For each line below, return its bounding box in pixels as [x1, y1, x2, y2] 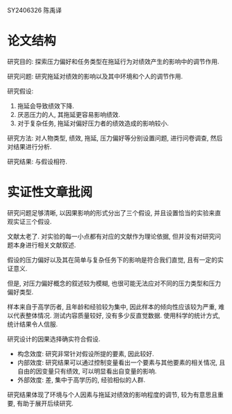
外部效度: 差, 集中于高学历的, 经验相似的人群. [17, 375, 146, 384]
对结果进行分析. [7, 142, 52, 151]
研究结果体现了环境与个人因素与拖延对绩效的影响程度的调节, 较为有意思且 [7, 390, 217, 399]
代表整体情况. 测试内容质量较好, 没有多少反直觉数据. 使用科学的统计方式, [13, 311, 220, 319]
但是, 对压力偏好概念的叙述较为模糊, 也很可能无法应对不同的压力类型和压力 [7, 279, 221, 287]
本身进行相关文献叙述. [13, 241, 76, 249]
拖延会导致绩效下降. [17, 102, 74, 110]
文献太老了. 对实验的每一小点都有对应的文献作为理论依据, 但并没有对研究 [7, 232, 215, 240]
